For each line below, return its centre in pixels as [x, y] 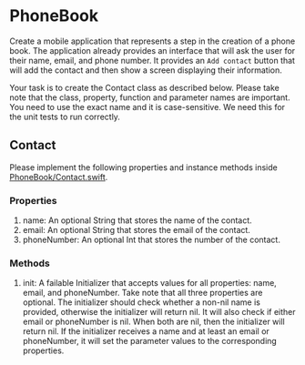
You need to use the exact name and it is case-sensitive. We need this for [147, 106]
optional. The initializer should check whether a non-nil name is [142, 302]
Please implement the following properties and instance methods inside [143, 167]
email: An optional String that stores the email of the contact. [136, 230]
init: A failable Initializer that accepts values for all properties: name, [150, 283]
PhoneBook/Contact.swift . [59, 177]
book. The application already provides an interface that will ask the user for [152, 50]
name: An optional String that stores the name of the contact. [137, 220]
